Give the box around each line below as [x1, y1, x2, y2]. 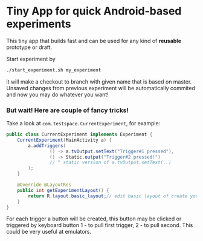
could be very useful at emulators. [6, 228, 92, 236]
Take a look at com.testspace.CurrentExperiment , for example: [6, 120, 161, 127]
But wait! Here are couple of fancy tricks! [6, 106, 129, 114]
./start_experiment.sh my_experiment [6, 67, 101, 73]
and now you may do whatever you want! [6, 91, 109, 98]
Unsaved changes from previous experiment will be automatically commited [6, 84, 195, 91]
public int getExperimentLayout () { [17, 187, 110, 193]
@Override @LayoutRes [17, 182, 71, 188]
